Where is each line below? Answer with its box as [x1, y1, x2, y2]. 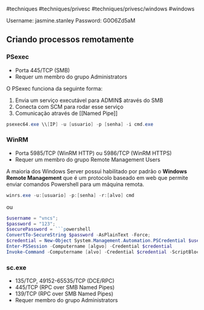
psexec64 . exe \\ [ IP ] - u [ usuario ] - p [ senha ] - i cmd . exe [6, 121, 154, 127]
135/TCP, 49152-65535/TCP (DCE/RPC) [15, 277, 115, 284]
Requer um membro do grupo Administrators [15, 73, 127, 80]
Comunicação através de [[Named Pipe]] [15, 109, 118, 117]
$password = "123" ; [6, 221, 56, 227]
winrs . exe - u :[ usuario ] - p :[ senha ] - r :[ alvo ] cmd [6, 192, 135, 198]
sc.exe [6, 263, 27, 272]
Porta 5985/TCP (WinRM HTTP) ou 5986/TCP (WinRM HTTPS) [15, 149, 172, 157]
